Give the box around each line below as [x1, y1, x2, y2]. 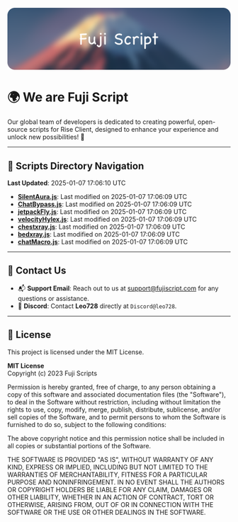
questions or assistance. [17, 294, 90, 302]
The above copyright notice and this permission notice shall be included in [7, 433, 225, 443]
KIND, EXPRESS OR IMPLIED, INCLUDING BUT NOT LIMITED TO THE [7, 463, 208, 471]
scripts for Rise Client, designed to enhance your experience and [29, 125, 219, 134]
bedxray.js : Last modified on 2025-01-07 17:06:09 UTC [17, 230, 181, 239]
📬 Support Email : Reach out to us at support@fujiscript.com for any [17, 284, 219, 293]
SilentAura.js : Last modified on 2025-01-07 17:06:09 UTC [17, 193, 188, 201]
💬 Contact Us [7, 265, 67, 277]
